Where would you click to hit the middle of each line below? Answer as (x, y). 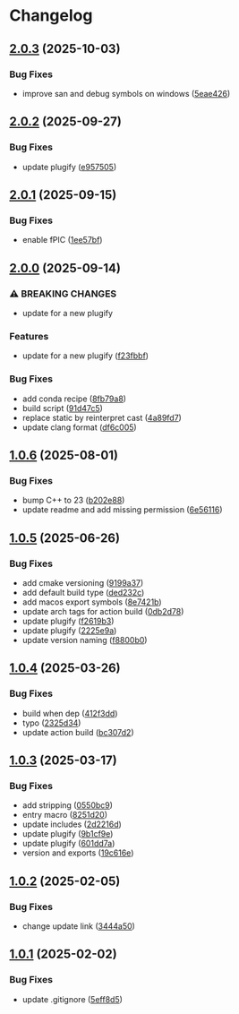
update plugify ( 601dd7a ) (68, 844)
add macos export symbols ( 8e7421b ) (92, 602)
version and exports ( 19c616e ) (78, 853)
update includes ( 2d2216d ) (72, 824)
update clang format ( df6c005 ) (79, 427)
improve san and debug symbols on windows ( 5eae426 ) (126, 93)
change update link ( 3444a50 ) (79, 926)
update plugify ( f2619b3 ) (68, 621)
